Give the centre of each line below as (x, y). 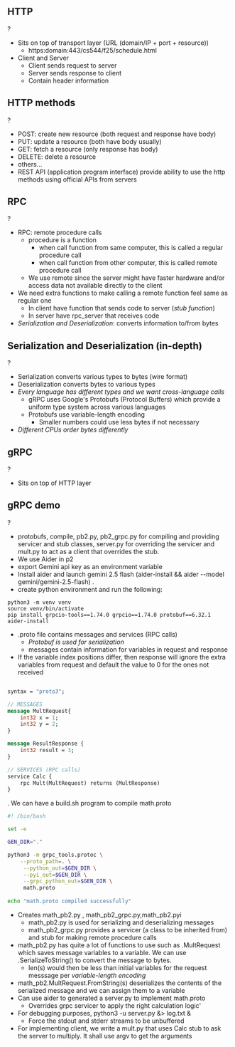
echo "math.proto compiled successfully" (70, 901)
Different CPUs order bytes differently (73, 429)
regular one (34, 301)
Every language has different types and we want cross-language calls (121, 392)
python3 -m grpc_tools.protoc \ (55, 855)
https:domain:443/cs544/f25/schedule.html (93, 50)
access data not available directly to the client (95, 286)
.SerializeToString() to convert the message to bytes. (94, 960)
